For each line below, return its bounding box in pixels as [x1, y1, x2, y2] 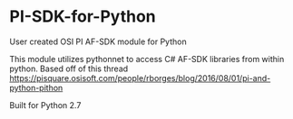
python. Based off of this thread [9, 63, 129, 74]
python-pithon [9, 82, 63, 93]
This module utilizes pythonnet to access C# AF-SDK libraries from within [9, 53, 285, 64]
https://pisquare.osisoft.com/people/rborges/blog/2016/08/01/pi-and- [9, 72, 271, 83]
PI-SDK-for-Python [9, 6, 156, 27]
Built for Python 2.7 [9, 99, 82, 110]
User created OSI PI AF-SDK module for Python [9, 36, 188, 47]
